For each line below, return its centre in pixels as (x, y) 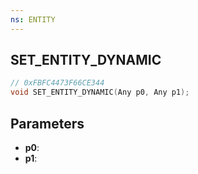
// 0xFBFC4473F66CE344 (57, 83)
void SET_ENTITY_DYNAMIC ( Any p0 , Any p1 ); (100, 92)
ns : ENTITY (33, 19)
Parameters (47, 123)
